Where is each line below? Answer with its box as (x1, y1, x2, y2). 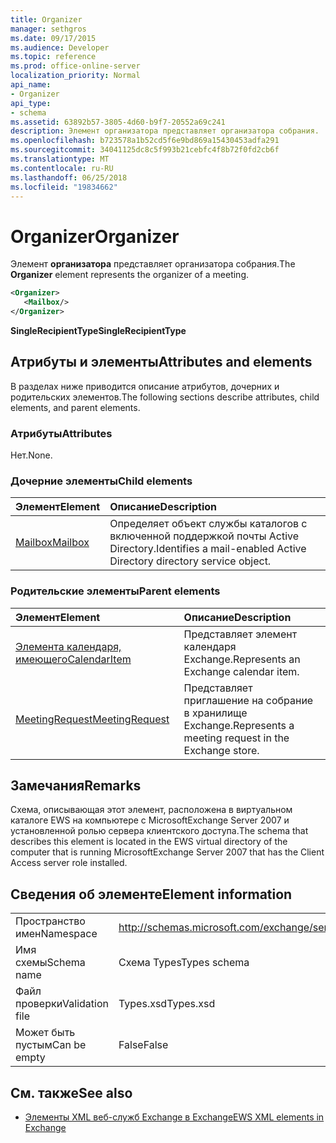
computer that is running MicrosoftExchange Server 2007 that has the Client (10, 846, 325, 858)
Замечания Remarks (10, 777, 142, 795)
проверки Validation (15, 997, 109, 1011)
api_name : (10, 80, 52, 90)
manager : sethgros (10, 24, 87, 34)
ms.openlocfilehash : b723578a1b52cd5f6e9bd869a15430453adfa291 (10, 136, 280, 146)
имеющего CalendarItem (15, 652, 132, 666)
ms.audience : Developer (10, 42, 110, 53)
